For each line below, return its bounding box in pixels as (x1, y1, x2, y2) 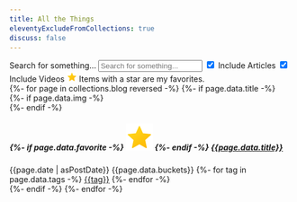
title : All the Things (9, 14, 94, 23)
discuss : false (9, 33, 67, 42)
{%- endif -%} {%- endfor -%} (9, 184, 123, 195)
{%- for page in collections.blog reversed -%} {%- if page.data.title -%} (9, 83, 276, 94)
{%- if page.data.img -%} (9, 92, 104, 103)
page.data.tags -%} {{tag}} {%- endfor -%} (9, 174, 171, 185)
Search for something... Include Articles (9, 60, 276, 71)
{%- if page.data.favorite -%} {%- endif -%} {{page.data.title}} (9, 142, 283, 153)
